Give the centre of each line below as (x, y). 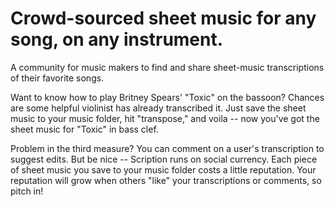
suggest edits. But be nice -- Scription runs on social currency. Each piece (164, 159)
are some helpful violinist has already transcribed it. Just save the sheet (158, 108)
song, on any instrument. (117, 39)
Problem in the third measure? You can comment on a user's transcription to (167, 148)
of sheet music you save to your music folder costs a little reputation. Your (163, 169)
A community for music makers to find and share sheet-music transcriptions (167, 67)
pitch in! (27, 191)
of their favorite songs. (57, 78)
